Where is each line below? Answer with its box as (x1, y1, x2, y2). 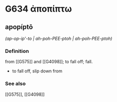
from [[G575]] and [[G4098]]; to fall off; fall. (5, 59, 93, 65)
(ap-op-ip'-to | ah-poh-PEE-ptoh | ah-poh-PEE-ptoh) (5, 35, 113, 41)
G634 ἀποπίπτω (5, 3, 72, 15)
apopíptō (5, 23, 33, 31)
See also (5, 80, 26, 87)
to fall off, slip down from (12, 68, 62, 74)
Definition (5, 48, 29, 54)
